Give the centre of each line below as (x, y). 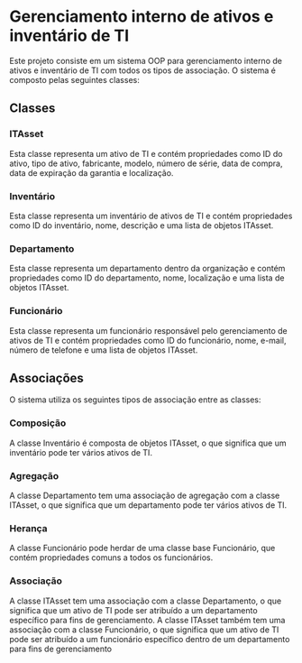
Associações (46, 378)
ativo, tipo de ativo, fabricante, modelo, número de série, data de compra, (146, 163)
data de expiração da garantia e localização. (92, 172)
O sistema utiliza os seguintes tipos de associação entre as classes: (135, 400)
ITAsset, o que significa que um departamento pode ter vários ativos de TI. (148, 505)
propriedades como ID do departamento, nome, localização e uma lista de (147, 278)
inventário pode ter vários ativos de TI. (81, 452)
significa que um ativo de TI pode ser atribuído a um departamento (134, 610)
